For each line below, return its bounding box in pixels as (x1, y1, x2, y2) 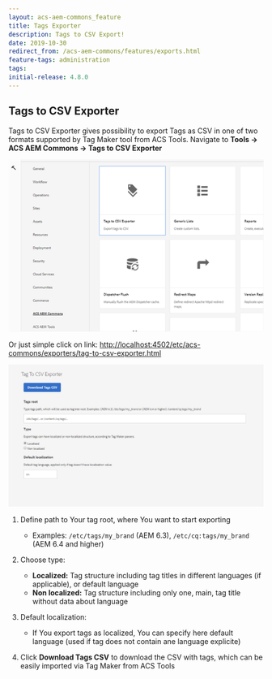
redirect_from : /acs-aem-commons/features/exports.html (8, 47, 201, 56)
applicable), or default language (32, 579, 139, 589)
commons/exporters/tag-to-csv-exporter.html (8, 348, 162, 357)
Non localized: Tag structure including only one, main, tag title (32, 588, 241, 598)
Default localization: (19, 612, 87, 622)
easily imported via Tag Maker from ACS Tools (19, 661, 176, 671)
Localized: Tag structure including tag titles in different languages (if (32, 571, 261, 581)
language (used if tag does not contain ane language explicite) (32, 637, 241, 647)
